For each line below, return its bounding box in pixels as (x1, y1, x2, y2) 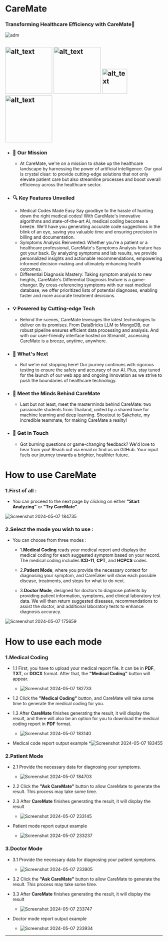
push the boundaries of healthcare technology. (19, 378, 116, 384)
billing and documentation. (19, 234, 75, 240)
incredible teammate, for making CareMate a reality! (19, 417, 127, 423)
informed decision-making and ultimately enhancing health (19, 261, 141, 267)
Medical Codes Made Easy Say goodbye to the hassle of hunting (19, 208, 153, 214)
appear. (12, 676, 28, 682)
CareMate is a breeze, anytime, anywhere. (19, 338, 107, 344)
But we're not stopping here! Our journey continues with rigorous (19, 362, 154, 368)
